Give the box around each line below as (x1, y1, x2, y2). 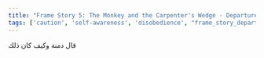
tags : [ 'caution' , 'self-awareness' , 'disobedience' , (8, 19, 189, 27)
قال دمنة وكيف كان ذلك (8, 40, 76, 49)
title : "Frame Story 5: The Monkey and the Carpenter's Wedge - (8, 11, 223, 20)
